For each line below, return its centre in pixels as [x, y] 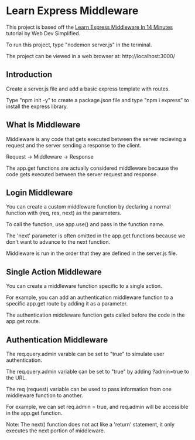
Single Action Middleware [54, 272]
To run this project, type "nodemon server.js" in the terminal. [79, 45]
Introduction [29, 75]
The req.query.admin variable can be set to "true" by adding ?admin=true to [97, 372]
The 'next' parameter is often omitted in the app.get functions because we [96, 236]
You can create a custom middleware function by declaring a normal [88, 207]
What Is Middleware [43, 125]
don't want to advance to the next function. [58, 242]
